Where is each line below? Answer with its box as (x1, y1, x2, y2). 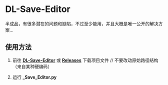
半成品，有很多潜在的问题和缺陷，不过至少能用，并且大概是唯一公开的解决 (5, 20, 158, 26)
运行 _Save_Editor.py (12, 74, 57, 80)
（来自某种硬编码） (12, 63, 52, 69)
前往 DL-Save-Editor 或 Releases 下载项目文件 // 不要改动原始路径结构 (12, 57, 158, 63)
